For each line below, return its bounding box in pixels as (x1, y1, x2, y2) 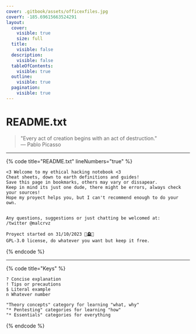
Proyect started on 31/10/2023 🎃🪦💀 (6, 231, 94, 237)
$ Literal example (6, 286, 51, 292)
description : (11, 52, 43, 58)
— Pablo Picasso (20, 141, 61, 148)
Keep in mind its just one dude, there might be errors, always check (6, 184, 181, 190)
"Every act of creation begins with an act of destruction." (20, 135, 157, 142)
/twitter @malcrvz (6, 220, 51, 226)
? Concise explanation (6, 276, 61, 282)
